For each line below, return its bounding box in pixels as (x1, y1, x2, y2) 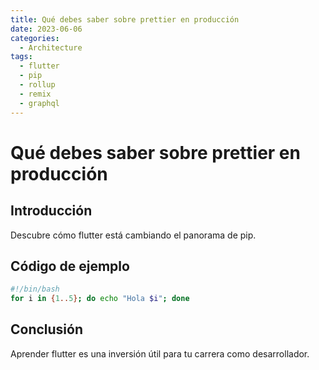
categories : (10, 33, 60, 43)
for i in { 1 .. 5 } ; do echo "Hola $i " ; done (10, 294, 190, 304)
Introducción (10, 202, 93, 220)
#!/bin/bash (10, 284, 60, 295)
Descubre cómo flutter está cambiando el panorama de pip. (10, 229, 257, 241)
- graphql (19, 98, 60, 108)
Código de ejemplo (10, 257, 130, 275)
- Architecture (19, 42, 83, 53)
